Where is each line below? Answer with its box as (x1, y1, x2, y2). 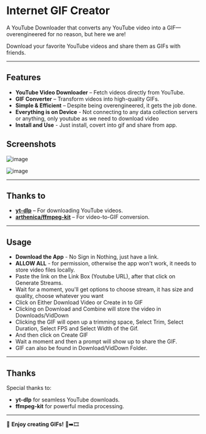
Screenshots (6, 139, 56, 150)
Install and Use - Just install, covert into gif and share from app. (15, 121, 178, 129)
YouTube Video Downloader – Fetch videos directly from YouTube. (15, 88, 185, 96)
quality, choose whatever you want (15, 292, 104, 300)
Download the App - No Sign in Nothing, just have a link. (15, 253, 159, 261)
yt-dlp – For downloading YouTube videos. (15, 207, 123, 215)
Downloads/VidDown (15, 312, 69, 319)
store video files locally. (15, 266, 75, 273)
